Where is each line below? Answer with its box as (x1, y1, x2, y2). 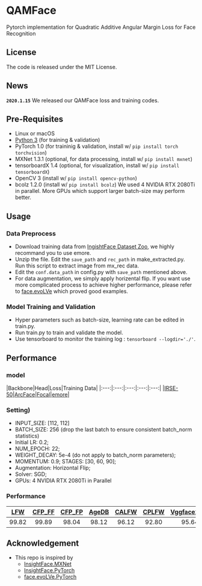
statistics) (14, 432, 40, 439)
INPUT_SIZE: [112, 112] (14, 420, 70, 427)
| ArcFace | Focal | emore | (13, 391, 70, 398)
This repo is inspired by (14, 554, 73, 561)
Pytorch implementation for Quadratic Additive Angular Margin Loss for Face (6, 23, 196, 31)
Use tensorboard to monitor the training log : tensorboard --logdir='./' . (14, 335, 196, 343)
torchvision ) (14, 149, 47, 156)
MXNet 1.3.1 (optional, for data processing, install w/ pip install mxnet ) (14, 156, 193, 163)
